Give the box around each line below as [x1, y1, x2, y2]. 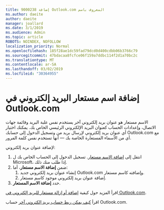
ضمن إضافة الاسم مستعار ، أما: [12, 164, 68, 170]
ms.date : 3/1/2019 [5, 26, 43, 30]
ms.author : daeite [5, 12, 43, 17]
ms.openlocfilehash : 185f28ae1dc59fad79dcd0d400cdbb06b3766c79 [5, 48, 138, 53]
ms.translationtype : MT [5, 58, 55, 62]
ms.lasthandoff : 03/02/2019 [5, 67, 63, 72]
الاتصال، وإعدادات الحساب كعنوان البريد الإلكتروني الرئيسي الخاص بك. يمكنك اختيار [5, 124, 156, 130]
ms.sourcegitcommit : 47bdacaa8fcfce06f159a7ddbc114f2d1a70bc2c [5, 53, 138, 58]
